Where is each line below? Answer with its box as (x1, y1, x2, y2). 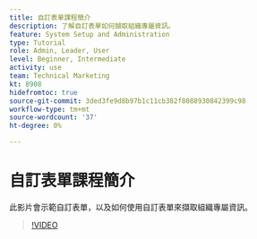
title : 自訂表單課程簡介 (9, 13, 91, 22)
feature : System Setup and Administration (9, 30, 170, 38)
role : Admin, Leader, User (9, 47, 110, 55)
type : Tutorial (9, 38, 66, 47)
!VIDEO (30, 219, 58, 230)
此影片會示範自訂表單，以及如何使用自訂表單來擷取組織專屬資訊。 (9, 201, 253, 212)
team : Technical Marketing (9, 72, 110, 81)
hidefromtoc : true (9, 88, 78, 97)
